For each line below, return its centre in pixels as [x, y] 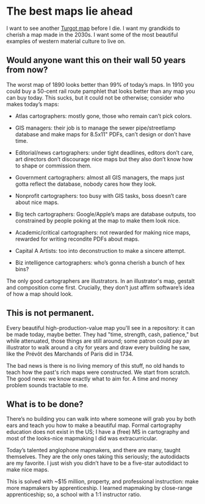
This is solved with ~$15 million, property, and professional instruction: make [103, 481]
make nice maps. [28, 470]
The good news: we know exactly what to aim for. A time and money [92, 378]
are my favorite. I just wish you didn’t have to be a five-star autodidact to [98, 463]
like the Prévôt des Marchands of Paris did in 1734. [70, 354]
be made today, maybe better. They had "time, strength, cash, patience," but [103, 334]
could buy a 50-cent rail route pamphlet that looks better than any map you [101, 91]
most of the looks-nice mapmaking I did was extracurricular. [82, 439]
